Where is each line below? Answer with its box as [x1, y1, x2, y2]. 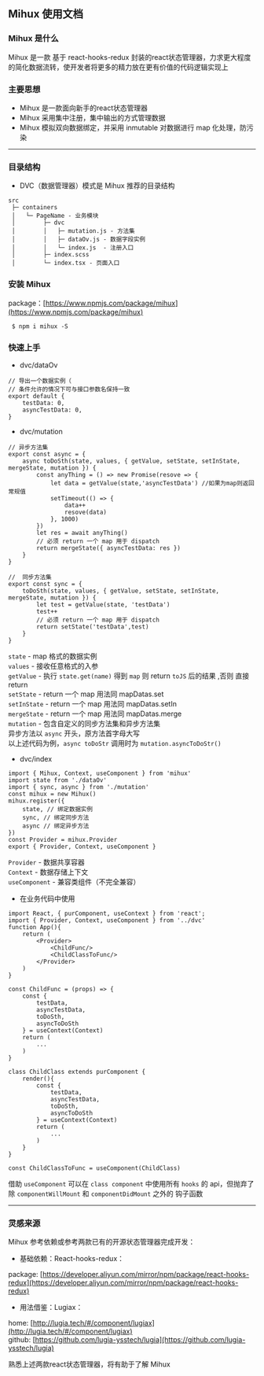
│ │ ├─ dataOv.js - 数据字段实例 [11, 235, 145, 244]
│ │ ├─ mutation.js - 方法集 [11, 227, 135, 235]
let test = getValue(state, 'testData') [36, 600, 170, 608]
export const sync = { [8, 580, 82, 588]
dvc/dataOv [19, 360, 58, 370]
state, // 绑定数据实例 [22, 805, 93, 813]
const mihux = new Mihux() [8, 790, 97, 798]
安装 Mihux [8, 279, 51, 290]
